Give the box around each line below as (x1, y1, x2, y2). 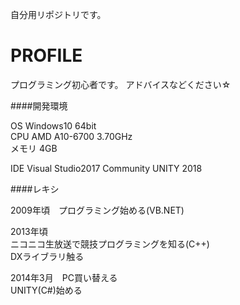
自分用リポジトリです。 (10, 9, 107, 20)
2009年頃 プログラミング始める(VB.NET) (10, 204, 185, 216)
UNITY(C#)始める (10, 284, 83, 296)
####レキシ (10, 183, 60, 195)
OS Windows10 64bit (10, 119, 97, 132)
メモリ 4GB (10, 142, 58, 154)
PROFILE (10, 44, 83, 67)
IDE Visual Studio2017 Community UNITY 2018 (10, 162, 203, 174)
